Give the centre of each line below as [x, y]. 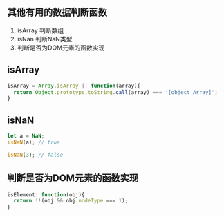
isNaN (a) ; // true [34, 142]
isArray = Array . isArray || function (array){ [74, 86]
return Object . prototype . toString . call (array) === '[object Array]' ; [115, 92]
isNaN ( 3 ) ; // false [35, 155]
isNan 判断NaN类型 [45, 39]
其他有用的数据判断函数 [57, 12]
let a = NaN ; [26, 136]
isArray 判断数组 [40, 30]
